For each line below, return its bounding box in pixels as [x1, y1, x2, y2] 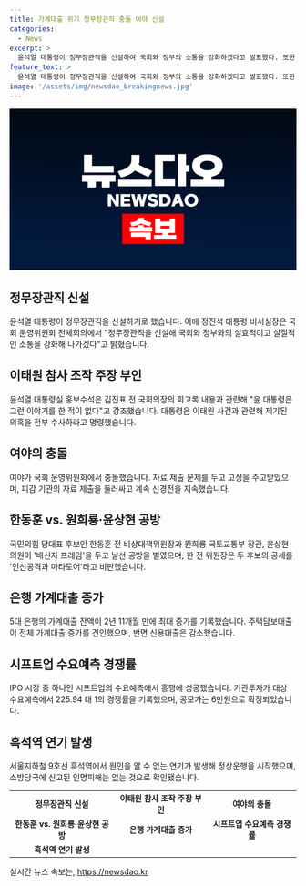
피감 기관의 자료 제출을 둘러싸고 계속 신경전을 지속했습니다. [21, 483, 230, 494]
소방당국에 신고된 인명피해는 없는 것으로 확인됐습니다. [9, 771, 199, 782]
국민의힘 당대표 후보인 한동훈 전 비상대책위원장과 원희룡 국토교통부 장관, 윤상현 [9, 538, 290, 549]
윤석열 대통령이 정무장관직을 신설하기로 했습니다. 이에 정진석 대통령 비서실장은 [9, 316, 287, 327]
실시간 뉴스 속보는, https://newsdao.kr [9, 866, 148, 877]
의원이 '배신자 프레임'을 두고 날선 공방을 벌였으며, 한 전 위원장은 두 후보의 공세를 [9, 549, 293, 560]
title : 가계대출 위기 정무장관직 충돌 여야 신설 [9, 15, 165, 24]
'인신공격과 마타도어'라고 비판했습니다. [9, 561, 147, 572]
